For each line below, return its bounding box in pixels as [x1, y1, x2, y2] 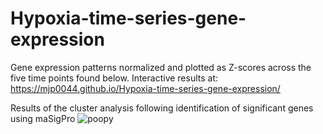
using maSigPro [10, 112, 76, 124]
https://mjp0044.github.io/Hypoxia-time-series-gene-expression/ [10, 82, 281, 94]
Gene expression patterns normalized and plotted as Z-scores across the [10, 61, 312, 73]
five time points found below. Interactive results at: [10, 72, 219, 84]
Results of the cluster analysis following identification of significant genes [10, 102, 314, 114]
